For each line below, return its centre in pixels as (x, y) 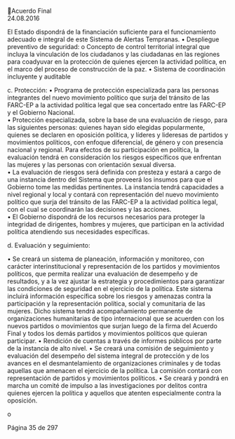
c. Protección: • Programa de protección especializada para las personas (113, 90)
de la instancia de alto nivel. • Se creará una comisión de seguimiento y (110, 348)
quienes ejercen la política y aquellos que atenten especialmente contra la (114, 393)
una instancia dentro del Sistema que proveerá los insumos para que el (110, 180)
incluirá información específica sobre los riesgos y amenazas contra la (109, 296)
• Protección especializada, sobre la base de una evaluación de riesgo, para (117, 120)
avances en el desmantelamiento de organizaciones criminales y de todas (114, 363)
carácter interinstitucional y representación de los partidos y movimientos (114, 266)
